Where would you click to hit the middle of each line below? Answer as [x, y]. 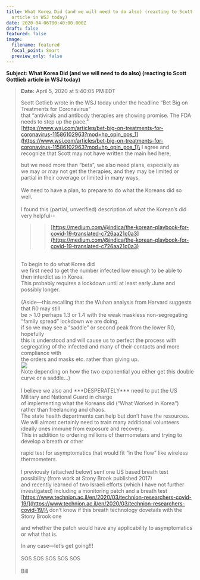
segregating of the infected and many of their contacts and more [100, 346]
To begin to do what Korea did [58, 264]
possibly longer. [40, 289]
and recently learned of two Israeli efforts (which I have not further [102, 485]
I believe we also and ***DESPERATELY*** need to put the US [99, 390]
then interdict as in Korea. [52, 277]
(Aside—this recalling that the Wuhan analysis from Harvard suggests [106, 302]
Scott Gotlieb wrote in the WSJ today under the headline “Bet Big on [104, 103]
